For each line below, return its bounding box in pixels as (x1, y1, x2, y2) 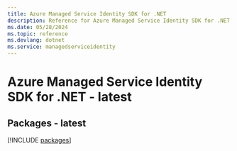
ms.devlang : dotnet (7, 37, 65, 44)
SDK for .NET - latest (7, 89, 133, 105)
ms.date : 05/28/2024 (7, 23, 69, 30)
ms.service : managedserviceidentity (7, 43, 116, 50)
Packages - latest (7, 117, 87, 129)
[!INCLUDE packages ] (7, 136, 72, 144)
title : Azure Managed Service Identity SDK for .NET (7, 10, 167, 18)
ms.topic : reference (7, 30, 69, 38)
